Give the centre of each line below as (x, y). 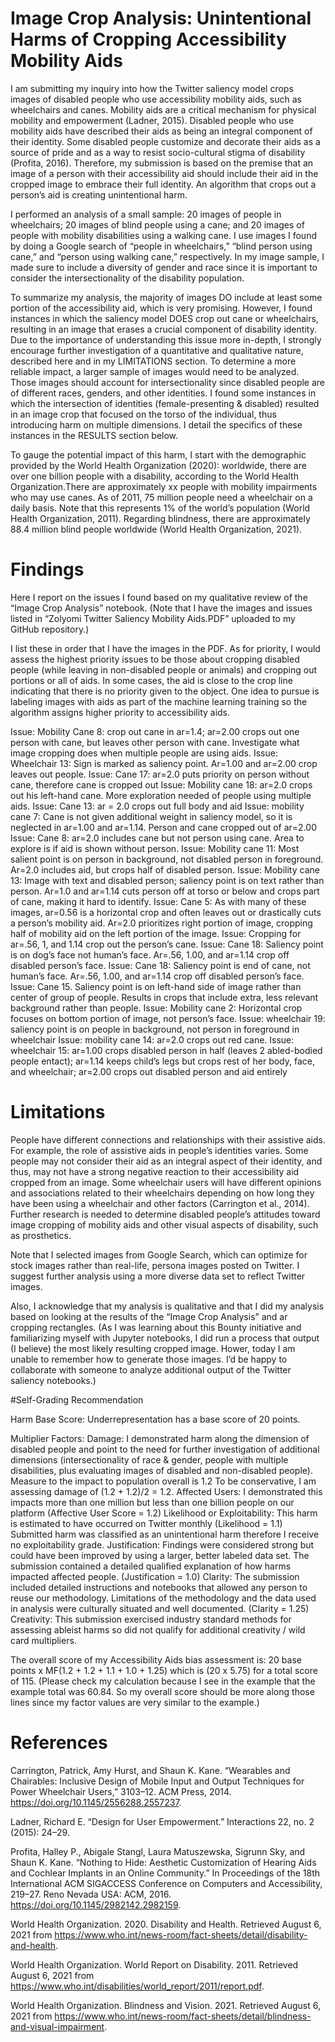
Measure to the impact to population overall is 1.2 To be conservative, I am (163, 1481)
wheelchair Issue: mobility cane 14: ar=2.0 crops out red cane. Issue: (152, 1039)
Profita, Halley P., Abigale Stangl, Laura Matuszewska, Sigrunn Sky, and (158, 1851)
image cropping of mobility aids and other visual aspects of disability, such (164, 1224)
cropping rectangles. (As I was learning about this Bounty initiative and (156, 1327)
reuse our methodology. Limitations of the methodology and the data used (163, 1598)
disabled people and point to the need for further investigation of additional (165, 1449)
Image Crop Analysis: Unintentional (161, 18)
